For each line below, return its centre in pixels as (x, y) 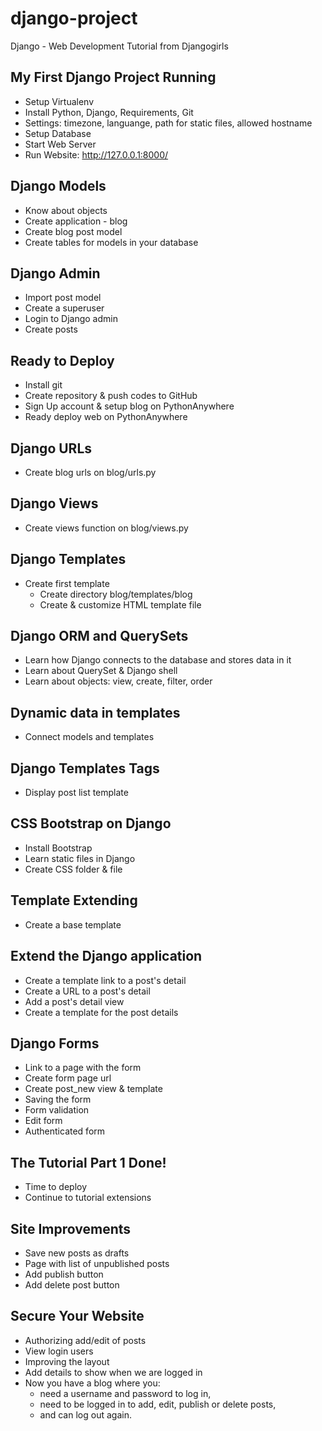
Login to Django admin (71, 319)
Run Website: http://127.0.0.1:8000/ (96, 154)
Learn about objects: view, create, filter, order (118, 681)
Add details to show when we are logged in (113, 1372)
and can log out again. (85, 1414)
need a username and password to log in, (125, 1393)
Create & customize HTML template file (120, 604)
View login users (59, 1351)
